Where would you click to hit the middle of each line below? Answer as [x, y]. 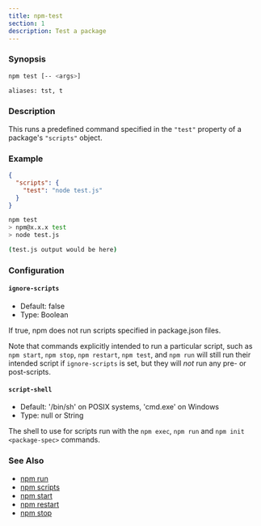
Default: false [42, 306]
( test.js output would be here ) [63, 250]
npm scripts [40, 487]
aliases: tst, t [36, 91]
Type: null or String [52, 416]
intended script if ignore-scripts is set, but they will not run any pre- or [127, 363]
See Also [26, 460]
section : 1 [27, 23]
